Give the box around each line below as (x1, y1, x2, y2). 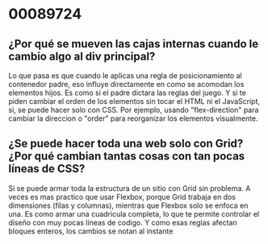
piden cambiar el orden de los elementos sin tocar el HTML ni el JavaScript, (8, 97, 261, 105)
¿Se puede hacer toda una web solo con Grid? (8, 137, 244, 151)
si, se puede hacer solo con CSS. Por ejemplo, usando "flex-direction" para (8, 105, 259, 114)
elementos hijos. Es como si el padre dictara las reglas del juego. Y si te (8, 88, 246, 97)
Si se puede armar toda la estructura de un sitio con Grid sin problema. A (8, 183, 251, 193)
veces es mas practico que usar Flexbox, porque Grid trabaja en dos (8, 192, 237, 201)
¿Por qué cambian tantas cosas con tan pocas (8, 150, 245, 163)
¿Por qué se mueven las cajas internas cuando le (8, 37, 259, 51)
